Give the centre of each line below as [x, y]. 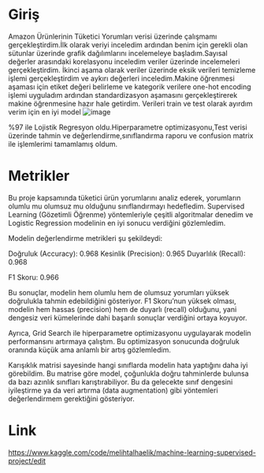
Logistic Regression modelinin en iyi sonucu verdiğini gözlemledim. [117, 223]
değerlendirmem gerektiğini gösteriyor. [72, 398]
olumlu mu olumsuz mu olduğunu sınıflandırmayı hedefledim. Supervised [126, 206]
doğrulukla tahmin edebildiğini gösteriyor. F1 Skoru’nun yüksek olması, [122, 301]
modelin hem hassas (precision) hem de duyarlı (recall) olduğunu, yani [123, 309]
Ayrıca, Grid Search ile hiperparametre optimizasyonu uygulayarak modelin [130, 332]
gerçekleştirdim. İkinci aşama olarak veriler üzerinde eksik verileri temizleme [132, 69]
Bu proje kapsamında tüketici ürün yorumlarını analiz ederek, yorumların [125, 197]
